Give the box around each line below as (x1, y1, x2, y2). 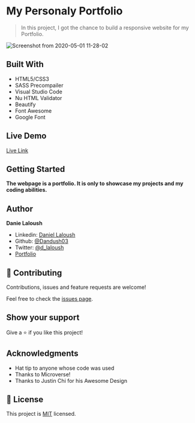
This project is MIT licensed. (6, 410, 76, 418)
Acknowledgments (6, 349, 79, 359)
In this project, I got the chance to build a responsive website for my (20, 24, 189, 31)
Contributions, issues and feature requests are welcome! (6, 283, 146, 291)
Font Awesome (14, 107, 52, 114)
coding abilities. (6, 186, 47, 194)
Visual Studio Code (14, 88, 63, 95)
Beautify (14, 101, 36, 108)
